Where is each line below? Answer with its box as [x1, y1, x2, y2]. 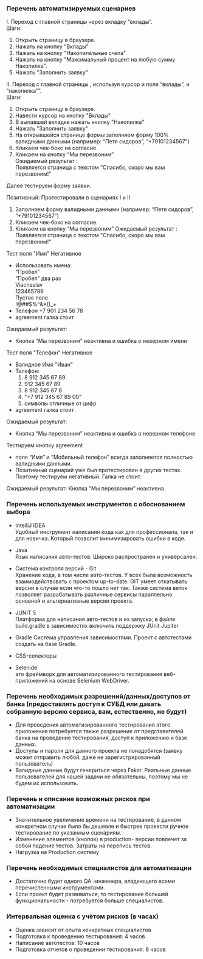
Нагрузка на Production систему [15, 849, 99, 856]
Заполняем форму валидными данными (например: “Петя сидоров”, [15, 206, 194, 213]
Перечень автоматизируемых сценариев [6, 4, 136, 13]
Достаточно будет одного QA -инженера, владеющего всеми [15, 877, 175, 885]
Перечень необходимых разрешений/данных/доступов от [6, 692, 191, 700]
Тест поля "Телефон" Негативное [6, 349, 93, 356]
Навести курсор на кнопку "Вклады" [15, 112, 111, 120]
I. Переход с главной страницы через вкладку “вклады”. [6, 18, 153, 26]
